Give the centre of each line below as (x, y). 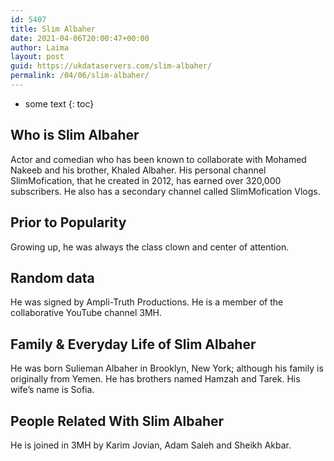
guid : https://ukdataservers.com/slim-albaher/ (111, 66)
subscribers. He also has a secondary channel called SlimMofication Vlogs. (165, 191)
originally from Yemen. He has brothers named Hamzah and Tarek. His (155, 379)
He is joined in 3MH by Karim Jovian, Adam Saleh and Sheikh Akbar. (151, 445)
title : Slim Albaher (53, 29)
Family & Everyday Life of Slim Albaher (133, 344)
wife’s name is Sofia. (52, 390)
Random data (52, 277)
